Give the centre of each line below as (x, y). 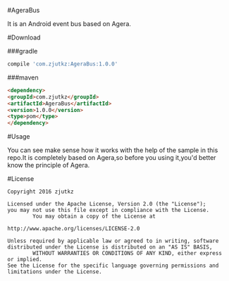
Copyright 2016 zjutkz (41, 192)
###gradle (23, 51)
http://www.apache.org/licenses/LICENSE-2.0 (74, 229)
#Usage (19, 137)
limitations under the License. (55, 272)
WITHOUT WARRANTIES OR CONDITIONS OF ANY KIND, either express (127, 254)
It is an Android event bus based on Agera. (69, 24)
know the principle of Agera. (49, 166)
